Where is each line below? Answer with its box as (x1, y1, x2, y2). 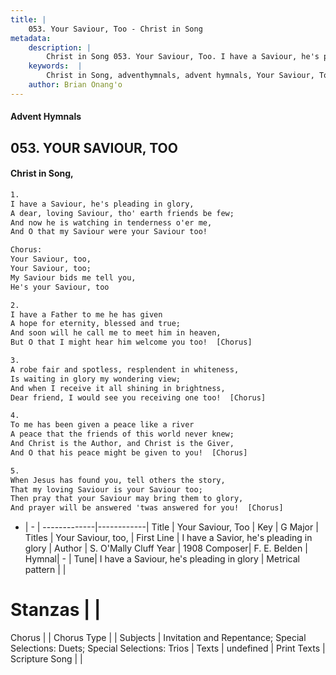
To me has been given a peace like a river (10, 420, 195, 430)
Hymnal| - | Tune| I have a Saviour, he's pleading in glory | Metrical (24, 553, 300, 565)
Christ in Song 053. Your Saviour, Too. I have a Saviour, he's (46, 52, 320, 62)
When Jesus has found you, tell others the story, (10, 475, 226, 485)
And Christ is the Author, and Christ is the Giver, (10, 439, 235, 449)
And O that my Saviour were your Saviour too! (10, 227, 208, 237)
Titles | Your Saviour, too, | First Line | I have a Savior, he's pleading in (24, 532, 313, 544)
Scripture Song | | (10, 653, 83, 665)
